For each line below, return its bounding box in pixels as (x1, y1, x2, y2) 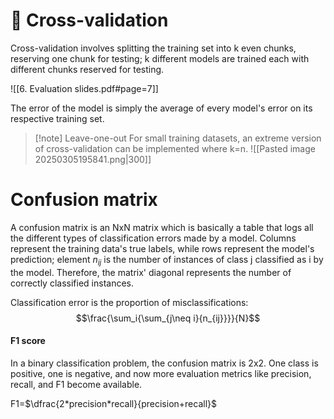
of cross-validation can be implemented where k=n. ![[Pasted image (34, 142, 316, 154)
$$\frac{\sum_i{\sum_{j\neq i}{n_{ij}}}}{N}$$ (75, 312, 261, 324)
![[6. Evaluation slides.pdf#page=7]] (10, 82, 159, 94)
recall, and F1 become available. (10, 378, 143, 390)
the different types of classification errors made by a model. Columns (10, 232, 297, 244)
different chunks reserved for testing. (10, 63, 165, 75)
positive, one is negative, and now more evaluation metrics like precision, (10, 367, 312, 379)
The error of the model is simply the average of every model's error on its (10, 102, 313, 114)
